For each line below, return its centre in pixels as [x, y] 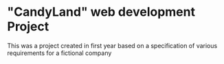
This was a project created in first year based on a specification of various [112, 45]
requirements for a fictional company [59, 53]
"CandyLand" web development [101, 12]
